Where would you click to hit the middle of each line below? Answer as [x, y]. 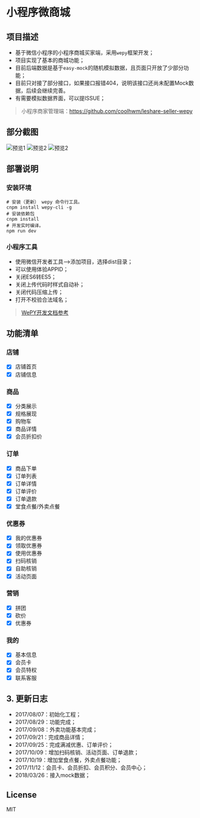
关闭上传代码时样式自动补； [50, 284]
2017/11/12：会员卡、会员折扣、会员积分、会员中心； [81, 768]
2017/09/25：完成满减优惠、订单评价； [64, 745]
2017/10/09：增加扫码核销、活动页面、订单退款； [77, 752]
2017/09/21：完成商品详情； [50, 737]
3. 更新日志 [27, 698]
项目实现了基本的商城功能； [50, 60]
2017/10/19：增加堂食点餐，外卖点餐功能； [68, 760]
